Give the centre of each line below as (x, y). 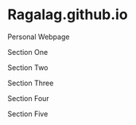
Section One (28, 52)
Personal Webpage (39, 37)
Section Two (28, 67)
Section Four (28, 98)
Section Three (31, 83)
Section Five (28, 114)
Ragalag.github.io (68, 15)
